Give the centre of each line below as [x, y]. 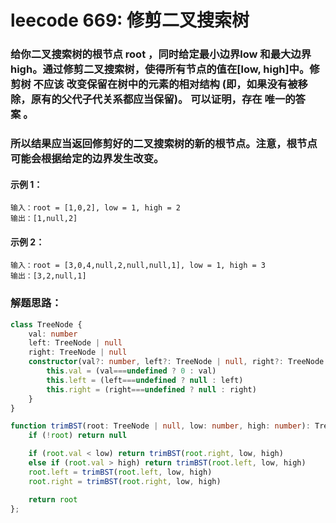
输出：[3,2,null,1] [48, 276]
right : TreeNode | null [78, 352]
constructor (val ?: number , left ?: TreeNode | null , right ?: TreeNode [176, 362]
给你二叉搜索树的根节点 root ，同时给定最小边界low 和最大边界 [161, 54]
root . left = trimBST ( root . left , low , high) [120, 472]
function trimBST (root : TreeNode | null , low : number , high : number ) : [160, 426]
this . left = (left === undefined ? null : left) [145, 380]
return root [53, 499]
